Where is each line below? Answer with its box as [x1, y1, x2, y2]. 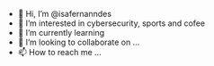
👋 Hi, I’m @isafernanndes [17, 9, 112, 19]
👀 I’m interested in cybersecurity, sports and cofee [17, 18, 205, 29]
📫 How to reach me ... [17, 47, 102, 57]
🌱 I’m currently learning [17, 28, 105, 37]
